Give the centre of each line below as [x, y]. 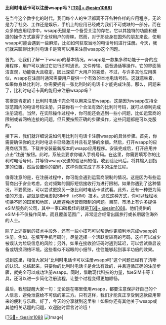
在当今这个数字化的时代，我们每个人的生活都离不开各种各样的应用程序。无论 [83, 18]
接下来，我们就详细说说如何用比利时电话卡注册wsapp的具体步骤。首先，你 [81, 136]
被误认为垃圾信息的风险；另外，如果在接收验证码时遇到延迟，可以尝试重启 [81, 243]
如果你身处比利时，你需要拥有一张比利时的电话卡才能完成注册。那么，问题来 [83, 84]
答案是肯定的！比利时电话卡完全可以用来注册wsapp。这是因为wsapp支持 [79, 101]
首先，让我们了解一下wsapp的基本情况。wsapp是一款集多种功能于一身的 [79, 59]
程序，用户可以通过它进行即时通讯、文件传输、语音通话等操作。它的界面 [83, 66]
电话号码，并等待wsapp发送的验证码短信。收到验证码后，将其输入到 [83, 161]
